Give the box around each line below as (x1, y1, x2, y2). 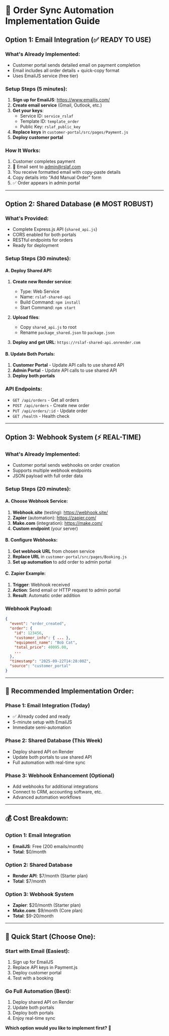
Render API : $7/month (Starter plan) (12, 873, 88, 879)
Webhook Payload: (5, 605, 53, 612)
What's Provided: (5, 215, 49, 222)
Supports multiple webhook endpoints (12, 467, 92, 474)
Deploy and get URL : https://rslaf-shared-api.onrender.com (12, 339, 141, 346)
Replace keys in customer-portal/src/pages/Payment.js (12, 129, 129, 135)
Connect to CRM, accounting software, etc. (12, 789, 103, 795)
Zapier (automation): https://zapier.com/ (12, 515, 97, 521)
